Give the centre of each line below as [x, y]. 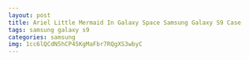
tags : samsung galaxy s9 [49, 30]
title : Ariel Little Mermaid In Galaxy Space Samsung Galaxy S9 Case [125, 23]
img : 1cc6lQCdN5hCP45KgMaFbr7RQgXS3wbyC [76, 44]
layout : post [30, 15]
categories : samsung [42, 37]
